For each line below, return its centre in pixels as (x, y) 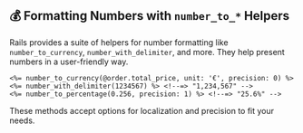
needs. (22, 120)
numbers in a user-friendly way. (69, 62)
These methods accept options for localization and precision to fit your (142, 110)
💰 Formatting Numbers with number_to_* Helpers (150, 16)
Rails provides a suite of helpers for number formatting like (119, 42)
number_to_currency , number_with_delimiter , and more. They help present (147, 52)
